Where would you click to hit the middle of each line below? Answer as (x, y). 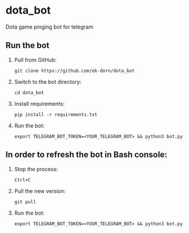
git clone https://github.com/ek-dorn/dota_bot (74, 71)
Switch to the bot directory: (48, 81)
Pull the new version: (40, 191)
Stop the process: (36, 169)
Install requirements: (39, 103)
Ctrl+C (22, 180)
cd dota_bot (29, 93)
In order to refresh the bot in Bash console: (86, 155)
